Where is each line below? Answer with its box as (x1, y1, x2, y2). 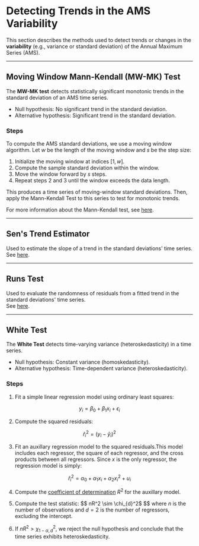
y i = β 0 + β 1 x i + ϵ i (79, 405, 120, 414)
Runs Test (6, 274, 44, 284)
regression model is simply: (14, 462, 82, 469)
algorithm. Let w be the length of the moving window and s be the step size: (6, 147, 191, 154)
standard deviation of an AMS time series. (6, 94, 108, 101)
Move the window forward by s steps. (14, 171, 107, 178)
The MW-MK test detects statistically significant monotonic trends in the (6, 87, 184, 94)
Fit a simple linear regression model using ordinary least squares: (14, 393, 174, 400)
